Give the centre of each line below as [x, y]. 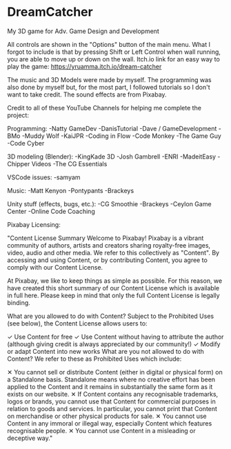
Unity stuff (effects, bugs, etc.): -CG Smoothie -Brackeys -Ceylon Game [109, 203]
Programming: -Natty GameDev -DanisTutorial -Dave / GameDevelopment [112, 128]
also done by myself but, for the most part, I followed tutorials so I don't [109, 87]
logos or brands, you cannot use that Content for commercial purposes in [111, 401]
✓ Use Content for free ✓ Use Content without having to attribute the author [115, 337]
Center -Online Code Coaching [51, 211]
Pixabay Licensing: [34, 224]
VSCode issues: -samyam [44, 177]
